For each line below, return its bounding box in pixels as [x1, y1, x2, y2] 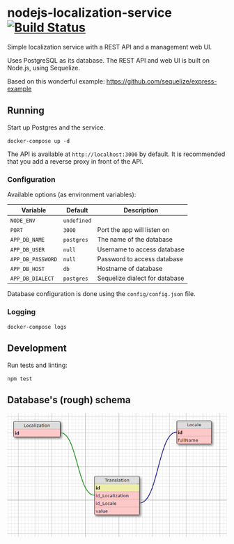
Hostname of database [97, 265, 163, 273]
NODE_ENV [10, 217, 36, 224]
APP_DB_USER [10, 246, 45, 254]
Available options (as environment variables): [7, 190, 136, 199]
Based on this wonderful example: [7, 77, 105, 85]
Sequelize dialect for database [97, 274, 185, 283]
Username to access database [97, 245, 185, 254]
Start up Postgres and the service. [7, 123, 106, 132]
